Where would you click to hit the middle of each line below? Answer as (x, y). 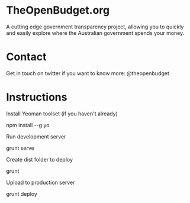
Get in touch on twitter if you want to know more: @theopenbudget (88, 73)
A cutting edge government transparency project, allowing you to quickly (95, 27)
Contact (26, 57)
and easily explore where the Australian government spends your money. (95, 33)
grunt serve (20, 148)
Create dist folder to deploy (39, 159)
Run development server (36, 136)
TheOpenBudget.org (58, 10)
